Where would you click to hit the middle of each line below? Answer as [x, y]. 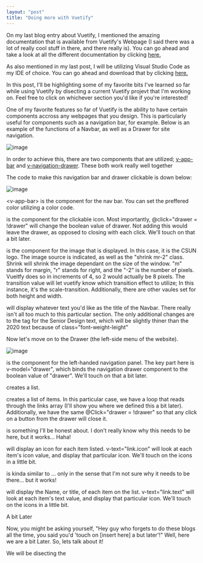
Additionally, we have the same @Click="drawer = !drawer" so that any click [102, 412]
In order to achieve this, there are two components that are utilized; [91, 159]
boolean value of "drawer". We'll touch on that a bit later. [77, 375]
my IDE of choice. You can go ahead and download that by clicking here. [97, 73]
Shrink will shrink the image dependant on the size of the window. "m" [94, 264]
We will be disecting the [36, 553]
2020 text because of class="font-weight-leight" [67, 327]
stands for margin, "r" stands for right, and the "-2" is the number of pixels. [100, 270]
